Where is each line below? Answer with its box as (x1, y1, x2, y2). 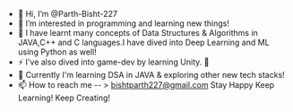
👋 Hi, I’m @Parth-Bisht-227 (17, 9, 118, 19)
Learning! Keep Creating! (17, 92, 110, 103)
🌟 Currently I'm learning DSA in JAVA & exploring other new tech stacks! (17, 70, 285, 80)
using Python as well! (17, 47, 97, 57)
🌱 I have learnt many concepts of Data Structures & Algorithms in (17, 28, 258, 38)
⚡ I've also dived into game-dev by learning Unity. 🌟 (17, 56, 210, 67)
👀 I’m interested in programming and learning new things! (17, 18, 230, 29)
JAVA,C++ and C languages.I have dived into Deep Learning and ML (17, 37, 271, 47)
